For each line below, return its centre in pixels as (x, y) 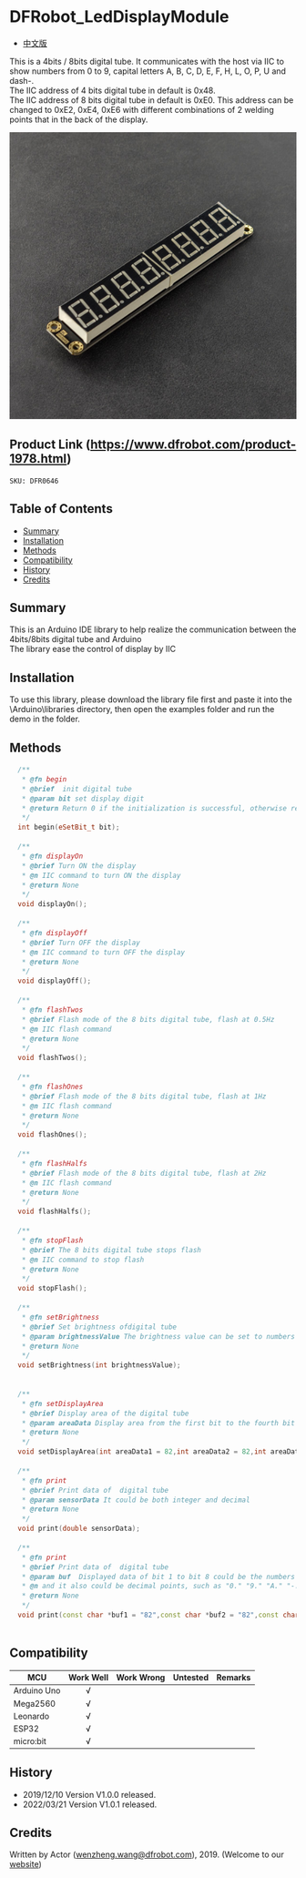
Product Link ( (50, 445)
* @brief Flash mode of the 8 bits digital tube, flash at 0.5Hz (148, 1019)
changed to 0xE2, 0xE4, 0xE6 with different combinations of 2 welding (142, 109)
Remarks (234, 1678)
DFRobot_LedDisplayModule (119, 17)
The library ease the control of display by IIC (92, 649)
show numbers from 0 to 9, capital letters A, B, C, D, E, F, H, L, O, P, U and (148, 71)
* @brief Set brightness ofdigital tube (99, 1327)
